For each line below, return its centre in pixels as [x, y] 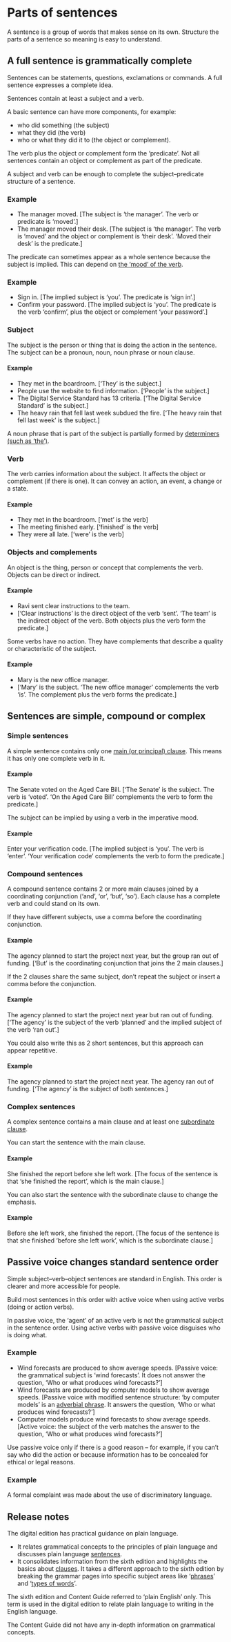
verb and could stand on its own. [54, 904]
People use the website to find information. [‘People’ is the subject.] [113, 390]
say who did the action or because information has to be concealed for [108, 1454]
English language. [32, 1611]
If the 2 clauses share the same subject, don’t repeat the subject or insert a [114, 976]
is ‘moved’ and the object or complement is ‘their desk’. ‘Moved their [114, 236]
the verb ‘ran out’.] [33, 1029]
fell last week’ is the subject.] [58, 420]
